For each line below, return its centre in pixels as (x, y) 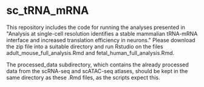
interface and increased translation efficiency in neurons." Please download (101, 40)
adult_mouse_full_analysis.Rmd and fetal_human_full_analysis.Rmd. (90, 53)
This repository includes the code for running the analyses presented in (96, 27)
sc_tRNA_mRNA (48, 11)
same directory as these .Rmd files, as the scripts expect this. (83, 77)
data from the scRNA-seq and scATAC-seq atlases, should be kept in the (97, 71)
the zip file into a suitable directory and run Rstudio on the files (85, 47)
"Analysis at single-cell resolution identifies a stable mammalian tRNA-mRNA (102, 33)
